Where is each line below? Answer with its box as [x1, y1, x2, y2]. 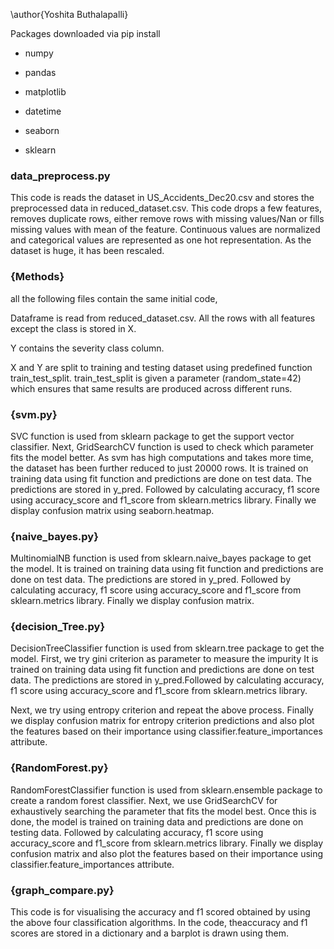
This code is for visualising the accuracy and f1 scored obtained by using [10, 906, 311, 918]
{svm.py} [10, 407, 58, 421]
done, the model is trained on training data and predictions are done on [10, 815, 304, 828]
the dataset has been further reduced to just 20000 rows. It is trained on [10, 462, 309, 474]
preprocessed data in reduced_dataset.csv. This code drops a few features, [10, 202, 323, 214]
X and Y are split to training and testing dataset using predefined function [10, 361, 313, 373]
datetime [24, 105, 62, 117]
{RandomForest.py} [10, 761, 109, 775]
